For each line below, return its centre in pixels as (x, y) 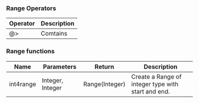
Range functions (31, 51)
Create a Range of (156, 76)
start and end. (151, 91)
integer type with (155, 84)
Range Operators (31, 8)
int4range (23, 84)
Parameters (60, 66)
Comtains (54, 34)
